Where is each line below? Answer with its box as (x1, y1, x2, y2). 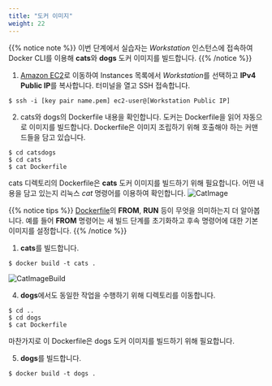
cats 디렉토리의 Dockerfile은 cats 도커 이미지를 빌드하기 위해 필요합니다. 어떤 (8, 178, 256, 188)
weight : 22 (8, 20, 45, 28)
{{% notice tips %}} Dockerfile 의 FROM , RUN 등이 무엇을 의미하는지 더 (8, 205, 240, 215)
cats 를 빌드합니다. (19, 243, 80, 253)
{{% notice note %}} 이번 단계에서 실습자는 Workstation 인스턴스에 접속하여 (8, 42, 253, 53)
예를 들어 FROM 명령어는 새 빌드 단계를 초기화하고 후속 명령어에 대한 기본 (25, 215, 258, 225)
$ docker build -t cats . (8, 259, 96, 267)
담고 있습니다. (41, 132, 86, 142)
